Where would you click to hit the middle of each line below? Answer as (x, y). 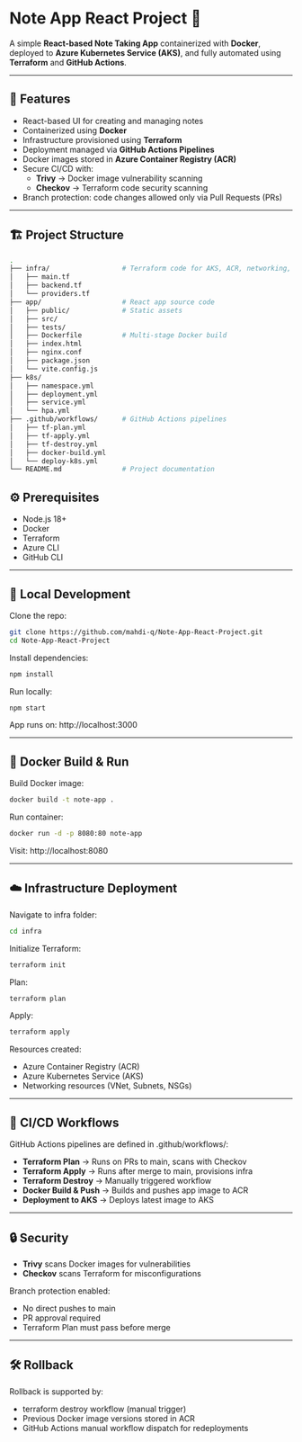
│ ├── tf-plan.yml (48, 428)
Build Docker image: (47, 784)
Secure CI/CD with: (58, 168)
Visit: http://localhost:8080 (59, 851)
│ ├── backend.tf (46, 286)
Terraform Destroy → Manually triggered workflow (117, 1181)
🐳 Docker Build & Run (69, 761)
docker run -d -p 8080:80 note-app (76, 834)
